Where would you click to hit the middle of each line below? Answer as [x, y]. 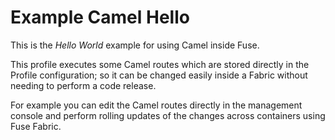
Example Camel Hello [100, 17]
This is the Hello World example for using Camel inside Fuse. [135, 45]
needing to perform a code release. [83, 85]
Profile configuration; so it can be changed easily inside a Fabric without [159, 75]
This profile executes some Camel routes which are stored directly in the [160, 64]
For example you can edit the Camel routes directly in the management [156, 105]
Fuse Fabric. [36, 126]
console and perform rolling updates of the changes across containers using [168, 115]
